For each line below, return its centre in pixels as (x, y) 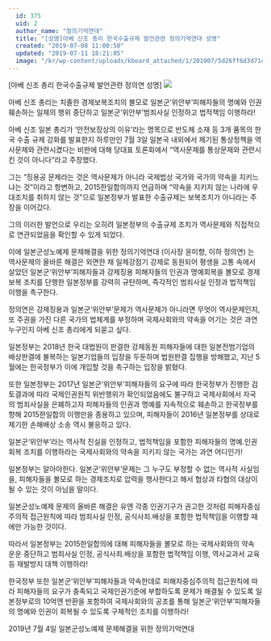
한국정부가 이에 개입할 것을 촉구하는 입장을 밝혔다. (108, 367)
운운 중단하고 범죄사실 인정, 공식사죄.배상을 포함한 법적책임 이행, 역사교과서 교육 (134, 554)
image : (27, 61)
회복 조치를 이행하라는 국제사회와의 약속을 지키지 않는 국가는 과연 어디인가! (126, 451)
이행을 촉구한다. (33, 292)
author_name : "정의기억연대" (59, 31)
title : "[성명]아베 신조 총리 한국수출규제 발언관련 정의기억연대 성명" (118, 38)
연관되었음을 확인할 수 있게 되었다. (71, 234)
